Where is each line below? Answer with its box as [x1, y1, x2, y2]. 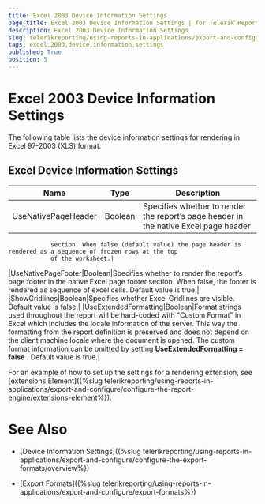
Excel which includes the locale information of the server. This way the [8, 318, 238, 328]
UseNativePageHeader [12, 210, 97, 221]
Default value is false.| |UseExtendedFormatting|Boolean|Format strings [8, 302, 242, 311]
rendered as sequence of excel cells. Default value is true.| [8, 285, 200, 295]
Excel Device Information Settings [8, 164, 179, 178]
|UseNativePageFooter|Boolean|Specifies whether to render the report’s [8, 268, 243, 277]
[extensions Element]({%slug [8, 376, 103, 386]
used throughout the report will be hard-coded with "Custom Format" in [8, 310, 241, 320]
